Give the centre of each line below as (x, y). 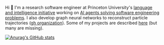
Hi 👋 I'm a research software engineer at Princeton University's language (79, 7)
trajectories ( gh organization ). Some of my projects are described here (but (81, 23)
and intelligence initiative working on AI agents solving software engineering (82, 13)
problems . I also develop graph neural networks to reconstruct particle (77, 18)
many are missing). (24, 28)
